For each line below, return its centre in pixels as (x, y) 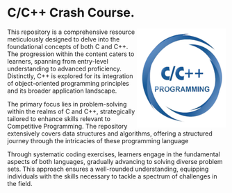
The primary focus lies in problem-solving (67, 104)
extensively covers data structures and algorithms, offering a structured (110, 134)
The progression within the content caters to (71, 54)
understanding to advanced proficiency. (64, 68)
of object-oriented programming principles (68, 83)
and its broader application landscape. (62, 91)
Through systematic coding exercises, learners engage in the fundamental (114, 154)
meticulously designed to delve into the (64, 39)
